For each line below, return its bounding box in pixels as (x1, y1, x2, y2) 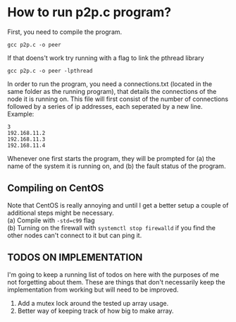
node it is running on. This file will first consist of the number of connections (7, 95, 229, 103)
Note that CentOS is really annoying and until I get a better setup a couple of (7, 201, 229, 209)
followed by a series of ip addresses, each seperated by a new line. (7, 102, 203, 110)
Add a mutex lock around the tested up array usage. (17, 299, 169, 307)
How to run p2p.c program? (7, 4, 171, 20)
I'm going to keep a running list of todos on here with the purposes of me (7, 270, 220, 279)
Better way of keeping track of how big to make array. (17, 306, 174, 315)
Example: (7, 109, 35, 118)
